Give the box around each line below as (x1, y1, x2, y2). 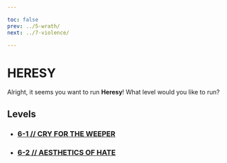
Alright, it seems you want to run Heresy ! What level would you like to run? (7, 88, 220, 96)
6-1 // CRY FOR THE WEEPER (17, 129, 116, 139)
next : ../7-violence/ (7, 29, 70, 36)
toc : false (7, 16, 39, 23)
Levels (7, 108, 37, 120)
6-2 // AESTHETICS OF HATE (17, 147, 116, 157)
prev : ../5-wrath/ (7, 22, 60, 30)
